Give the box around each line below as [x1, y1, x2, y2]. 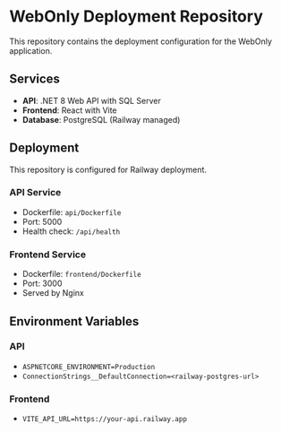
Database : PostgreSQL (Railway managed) [21, 114, 181, 125]
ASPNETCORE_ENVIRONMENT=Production [21, 362, 156, 371]
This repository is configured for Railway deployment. [9, 164, 208, 175]
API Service [9, 186, 62, 199]
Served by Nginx [21, 288, 85, 298]
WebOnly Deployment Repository [9, 6, 264, 27]
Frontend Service [9, 248, 87, 261]
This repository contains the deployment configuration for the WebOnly [9, 36, 273, 47]
